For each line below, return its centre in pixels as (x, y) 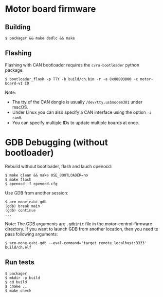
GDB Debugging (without (56, 142)
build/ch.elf (18, 247)
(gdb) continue (20, 210)
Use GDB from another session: (37, 193)
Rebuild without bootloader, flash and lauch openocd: (59, 166)
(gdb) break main (23, 206)
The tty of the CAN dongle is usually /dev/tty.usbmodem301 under (77, 102)
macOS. (20, 107)
